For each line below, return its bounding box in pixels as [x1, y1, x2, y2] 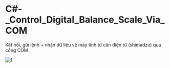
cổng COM [5, 47, 28, 53]
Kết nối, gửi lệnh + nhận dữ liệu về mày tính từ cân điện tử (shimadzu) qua [5, 41, 161, 48]
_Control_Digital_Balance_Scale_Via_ [5, 14, 165, 26]
